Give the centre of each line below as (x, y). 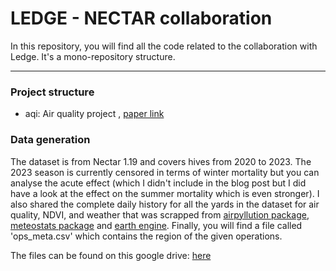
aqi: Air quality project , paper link (94, 114)
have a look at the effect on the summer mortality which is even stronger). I (165, 193)
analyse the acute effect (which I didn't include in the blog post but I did (158, 183)
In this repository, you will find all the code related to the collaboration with (164, 46)
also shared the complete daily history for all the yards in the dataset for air (165, 204)
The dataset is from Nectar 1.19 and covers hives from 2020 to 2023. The (161, 161)
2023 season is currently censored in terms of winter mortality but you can (165, 172)
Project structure (52, 92)
